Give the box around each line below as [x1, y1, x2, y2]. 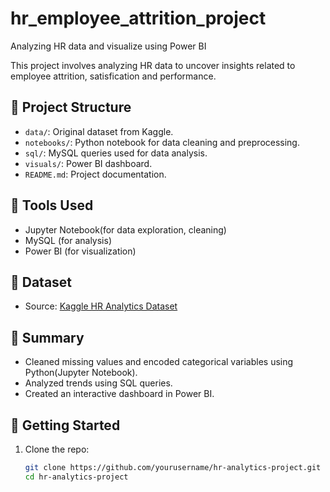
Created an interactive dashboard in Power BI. [24, 388, 215, 400]
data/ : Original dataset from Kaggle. [24, 125, 174, 137]
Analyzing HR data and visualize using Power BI [10, 40, 207, 52]
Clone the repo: [24, 443, 90, 455]
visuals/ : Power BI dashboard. [24, 157, 153, 169]
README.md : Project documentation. [24, 168, 167, 180]
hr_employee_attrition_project [10, 7, 267, 30]
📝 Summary [10, 329, 85, 346]
